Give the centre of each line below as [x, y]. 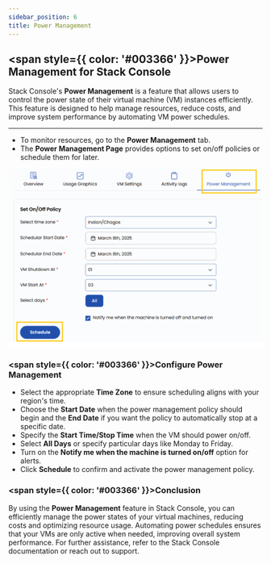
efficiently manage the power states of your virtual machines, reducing [126, 516]
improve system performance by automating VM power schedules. [119, 117]
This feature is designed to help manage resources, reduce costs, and [125, 108]
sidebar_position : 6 [43, 17]
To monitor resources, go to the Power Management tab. [115, 140]
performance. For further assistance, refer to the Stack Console [114, 542]
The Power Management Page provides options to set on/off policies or [140, 148]
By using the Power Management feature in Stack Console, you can [122, 508]
